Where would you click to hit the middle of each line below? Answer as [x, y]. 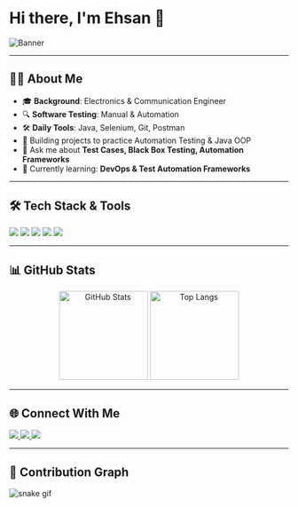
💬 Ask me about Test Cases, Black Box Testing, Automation [133, 149]
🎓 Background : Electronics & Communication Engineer [124, 100]
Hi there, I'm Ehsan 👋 [87, 18]
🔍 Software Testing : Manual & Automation [101, 114]
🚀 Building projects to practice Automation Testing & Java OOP [137, 140]
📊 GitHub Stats [52, 270]
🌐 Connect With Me [65, 413]
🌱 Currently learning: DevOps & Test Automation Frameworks [136, 169]
